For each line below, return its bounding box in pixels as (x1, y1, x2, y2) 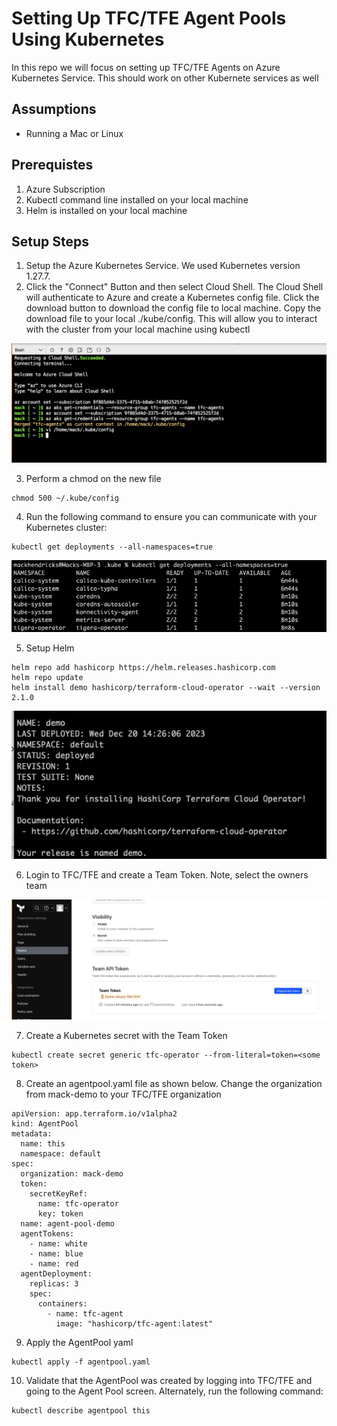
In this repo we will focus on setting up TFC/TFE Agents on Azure (11, 61, 281, 73)
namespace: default (20, 1149, 102, 1159)
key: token (37, 1209, 84, 1219)
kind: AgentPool (11, 1119, 79, 1129)
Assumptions (11, 101, 97, 118)
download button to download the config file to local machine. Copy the (25, 302, 322, 314)
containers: (37, 1299, 88, 1309)
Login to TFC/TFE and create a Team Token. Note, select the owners (25, 869, 309, 881)
